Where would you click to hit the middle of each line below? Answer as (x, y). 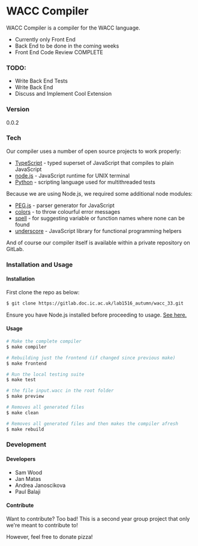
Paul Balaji (28, 491)
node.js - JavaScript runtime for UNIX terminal (72, 175)
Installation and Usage (40, 264)
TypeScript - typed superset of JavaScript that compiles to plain (94, 163)
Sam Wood (28, 472)
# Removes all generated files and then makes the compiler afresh (92, 423)
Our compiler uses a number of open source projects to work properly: (94, 151)
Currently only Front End (45, 39)
